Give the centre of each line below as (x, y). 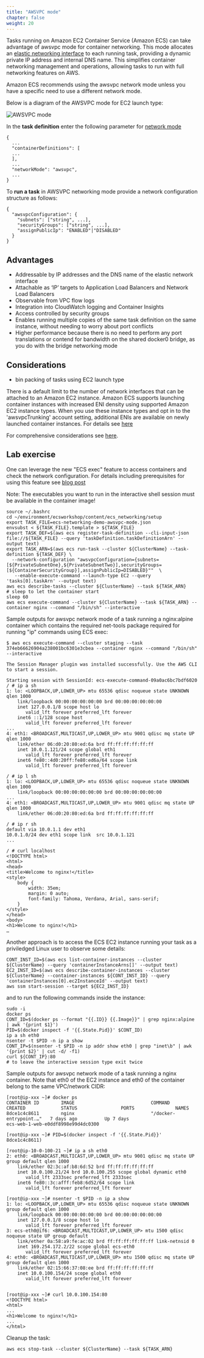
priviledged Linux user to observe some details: (66, 948)
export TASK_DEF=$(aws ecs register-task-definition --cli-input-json (98, 533)
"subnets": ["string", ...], (54, 220)
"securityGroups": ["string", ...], (64, 225)
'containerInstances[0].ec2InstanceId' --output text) (77, 981)
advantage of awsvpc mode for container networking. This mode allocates (100, 47)
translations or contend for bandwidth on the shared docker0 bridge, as (105, 339)
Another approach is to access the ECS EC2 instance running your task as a (101, 942)
